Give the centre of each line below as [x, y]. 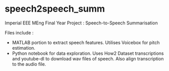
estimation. [24, 48]
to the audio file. [29, 64]
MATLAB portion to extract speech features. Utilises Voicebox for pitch [86, 42]
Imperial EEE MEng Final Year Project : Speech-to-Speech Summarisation [81, 23]
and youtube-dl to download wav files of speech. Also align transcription [88, 58]
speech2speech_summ [55, 9]
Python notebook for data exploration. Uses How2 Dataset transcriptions [88, 53]
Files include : [19, 32]
